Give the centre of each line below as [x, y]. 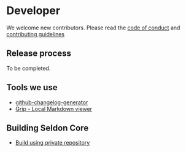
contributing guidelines [36, 34]
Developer [33, 11]
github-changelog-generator [52, 102]
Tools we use [32, 87]
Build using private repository [52, 143]
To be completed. [29, 68]
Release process [39, 54]
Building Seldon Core [48, 128]
